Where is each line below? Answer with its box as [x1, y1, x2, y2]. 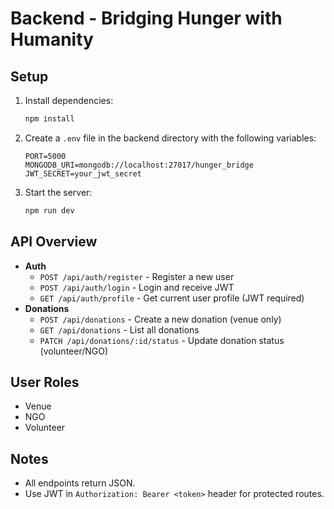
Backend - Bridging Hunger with [10, 7, 283, 30]
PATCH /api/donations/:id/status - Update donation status [39, 334, 285, 346]
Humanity [10, 28, 94, 51]
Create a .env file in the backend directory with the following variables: [24, 132, 317, 144]
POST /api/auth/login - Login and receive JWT [39, 281, 235, 293]
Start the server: [24, 186, 93, 198]
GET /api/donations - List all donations [39, 323, 200, 336]
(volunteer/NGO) [39, 345, 109, 357]
